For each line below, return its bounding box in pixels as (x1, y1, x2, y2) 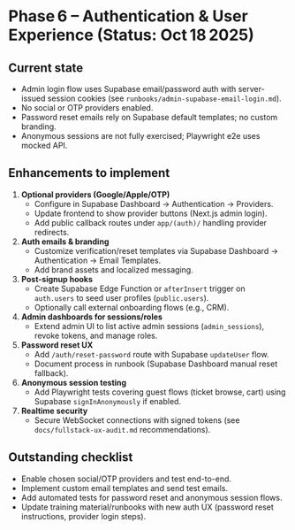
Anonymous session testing (20, 377, 127, 388)
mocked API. (20, 140, 68, 150)
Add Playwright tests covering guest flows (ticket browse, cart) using (34, 387, 286, 397)
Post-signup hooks (20, 273, 94, 284)
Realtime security (20, 405, 88, 416)
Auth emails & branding (20, 236, 110, 247)
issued (20, 93, 46, 104)
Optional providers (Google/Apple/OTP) (20, 188, 170, 200)
